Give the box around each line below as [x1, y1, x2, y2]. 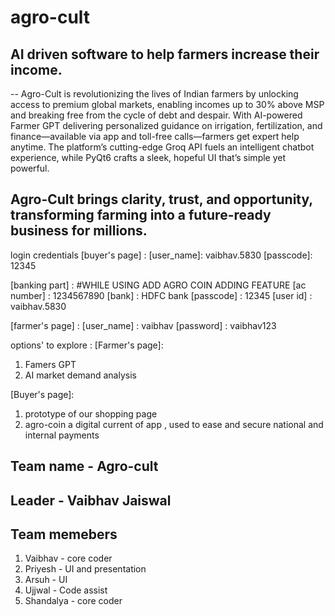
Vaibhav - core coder [24, 552, 113, 565]
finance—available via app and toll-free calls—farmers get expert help [10, 131, 300, 142]
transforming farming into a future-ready [10, 207, 272, 224]
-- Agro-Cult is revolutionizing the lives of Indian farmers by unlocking [10, 88, 299, 100]
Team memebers [10, 526, 118, 543]
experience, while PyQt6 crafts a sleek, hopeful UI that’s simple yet [10, 152, 287, 163]
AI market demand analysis [24, 369, 137, 381]
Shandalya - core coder [24, 595, 123, 607]
